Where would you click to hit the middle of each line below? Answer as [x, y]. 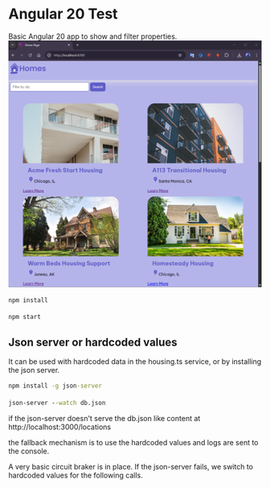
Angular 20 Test [63, 14]
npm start [25, 317]
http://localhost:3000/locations [59, 427]
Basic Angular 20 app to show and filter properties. [93, 36]
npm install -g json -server [55, 386]
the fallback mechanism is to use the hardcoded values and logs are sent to [133, 442]
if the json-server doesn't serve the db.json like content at [104, 418]
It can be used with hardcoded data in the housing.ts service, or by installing [135, 362]
